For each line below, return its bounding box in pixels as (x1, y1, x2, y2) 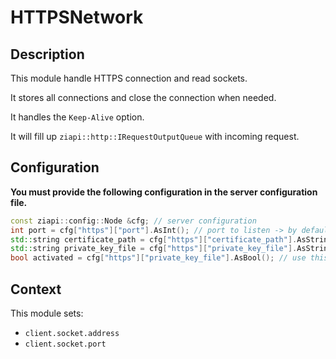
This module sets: (10, 307, 84, 319)
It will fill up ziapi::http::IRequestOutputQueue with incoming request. (10, 131, 300, 142)
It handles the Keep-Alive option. (10, 111, 145, 123)
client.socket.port (24, 339, 107, 349)
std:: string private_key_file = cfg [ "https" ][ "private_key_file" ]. (10, 244, 298, 254)
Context (10, 281, 62, 298)
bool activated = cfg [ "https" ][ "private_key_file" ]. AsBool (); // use (10, 253, 307, 263)
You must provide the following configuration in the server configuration (10, 186, 318, 198)
